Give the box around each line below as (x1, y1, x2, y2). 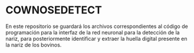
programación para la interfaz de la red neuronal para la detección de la (5, 29, 180, 36)
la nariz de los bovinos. (5, 41, 62, 48)
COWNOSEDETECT (5, 3, 103, 17)
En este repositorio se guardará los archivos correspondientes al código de (5, 23, 188, 30)
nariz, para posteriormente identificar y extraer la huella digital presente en (5, 35, 188, 42)
